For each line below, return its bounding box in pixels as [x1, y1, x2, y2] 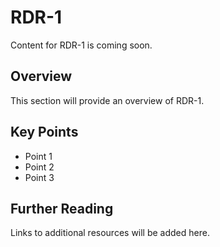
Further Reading [10, 200, 114, 217]
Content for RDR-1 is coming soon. [10, 39, 153, 51]
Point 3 [24, 171, 55, 183]
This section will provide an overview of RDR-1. [10, 94, 205, 106]
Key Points [10, 124, 79, 141]
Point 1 [24, 150, 53, 162]
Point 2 [24, 161, 55, 173]
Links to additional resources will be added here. [10, 227, 210, 239]
